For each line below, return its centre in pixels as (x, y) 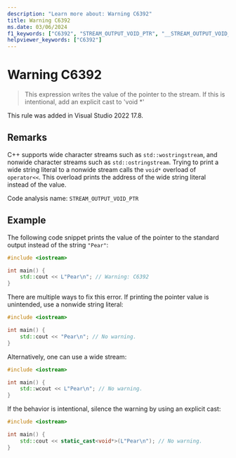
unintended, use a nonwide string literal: (65, 304)
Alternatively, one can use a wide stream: (67, 357)
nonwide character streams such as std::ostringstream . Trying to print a (113, 162)
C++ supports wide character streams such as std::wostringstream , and (112, 154)
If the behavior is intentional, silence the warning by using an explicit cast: (114, 409)
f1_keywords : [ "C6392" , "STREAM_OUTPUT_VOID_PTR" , (83, 33)
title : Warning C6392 (39, 20)
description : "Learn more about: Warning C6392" (80, 14)
